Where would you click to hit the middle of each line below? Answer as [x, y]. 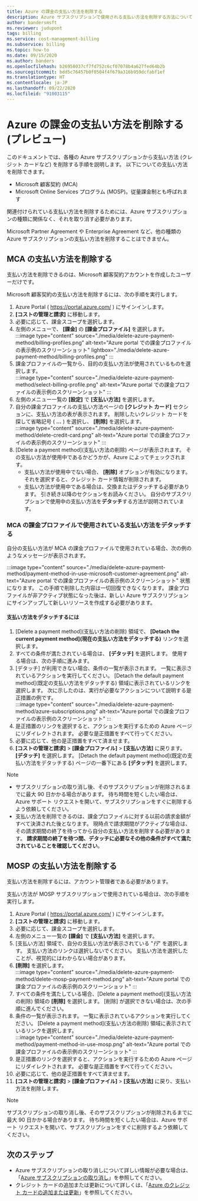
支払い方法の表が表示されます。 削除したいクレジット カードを [112, 414]
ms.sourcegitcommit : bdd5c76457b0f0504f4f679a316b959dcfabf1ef [86, 72]
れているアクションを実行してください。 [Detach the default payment [100, 676]
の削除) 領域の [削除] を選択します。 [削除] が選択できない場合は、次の [101, 1001]
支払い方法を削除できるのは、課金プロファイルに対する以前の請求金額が [103, 816]
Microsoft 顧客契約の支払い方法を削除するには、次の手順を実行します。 [94, 294]
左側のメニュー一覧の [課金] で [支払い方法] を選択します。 [86, 936]
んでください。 [49, 1008]
